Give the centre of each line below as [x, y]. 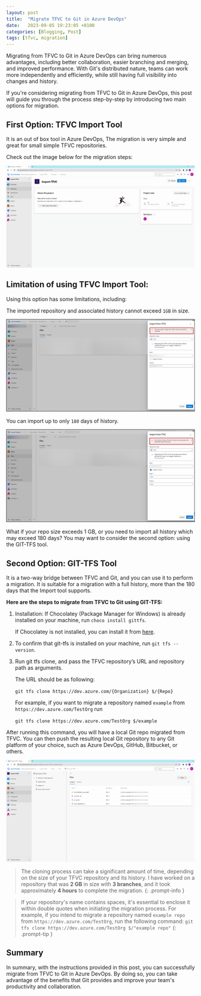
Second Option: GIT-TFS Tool [62, 563]
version [24, 650]
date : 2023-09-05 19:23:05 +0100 [51, 25]
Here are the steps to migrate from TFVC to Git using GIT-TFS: [84, 602]
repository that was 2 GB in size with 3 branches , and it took [95, 884]
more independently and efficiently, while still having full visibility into [92, 75]
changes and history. [32, 82]
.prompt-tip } [36, 934]
